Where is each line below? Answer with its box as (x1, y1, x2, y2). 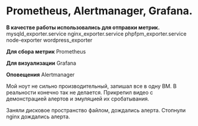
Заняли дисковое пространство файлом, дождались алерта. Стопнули (6, 106, 186, 114)
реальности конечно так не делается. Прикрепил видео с (6, 89, 153, 96)
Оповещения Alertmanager (6, 71, 75, 78)
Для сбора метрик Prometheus (6, 48, 86, 55)
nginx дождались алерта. (6, 113, 70, 120)
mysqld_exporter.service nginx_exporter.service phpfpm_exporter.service (6, 30, 187, 37)
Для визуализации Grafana (6, 59, 76, 67)
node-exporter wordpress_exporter (6, 36, 93, 43)
